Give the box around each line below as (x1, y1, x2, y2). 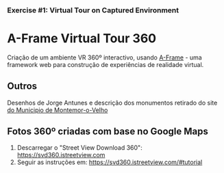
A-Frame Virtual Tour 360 (7, 31, 156, 46)
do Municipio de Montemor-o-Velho (7, 105, 108, 114)
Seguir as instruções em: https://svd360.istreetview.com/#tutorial (16, 158, 203, 166)
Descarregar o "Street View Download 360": (16, 144, 142, 152)
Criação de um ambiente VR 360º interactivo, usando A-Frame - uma (7, 53, 202, 62)
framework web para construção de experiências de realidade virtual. (7, 60, 204, 68)
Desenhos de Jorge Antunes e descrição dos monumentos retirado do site (7, 98, 218, 107)
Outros (7, 81, 38, 92)
